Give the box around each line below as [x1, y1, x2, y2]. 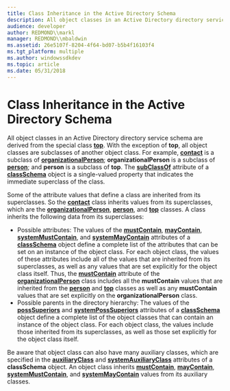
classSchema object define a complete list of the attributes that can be [16, 240, 218, 249]
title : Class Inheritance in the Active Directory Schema [7, 10, 176, 17]
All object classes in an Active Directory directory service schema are [7, 134, 203, 142]
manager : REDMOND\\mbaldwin [7, 36, 88, 42]
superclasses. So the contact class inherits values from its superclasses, [7, 198, 213, 206]
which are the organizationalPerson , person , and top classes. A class [7, 205, 206, 214]
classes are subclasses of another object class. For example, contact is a [7, 149, 214, 157]
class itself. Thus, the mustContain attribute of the [16, 270, 160, 278]
